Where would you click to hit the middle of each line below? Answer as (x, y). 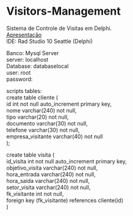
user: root (19, 72)
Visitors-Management (63, 11)
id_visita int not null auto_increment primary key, (66, 161)
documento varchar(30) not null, (47, 123)
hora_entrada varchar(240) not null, (51, 174)
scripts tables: (24, 91)
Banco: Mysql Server (33, 53)
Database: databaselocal (38, 66)
